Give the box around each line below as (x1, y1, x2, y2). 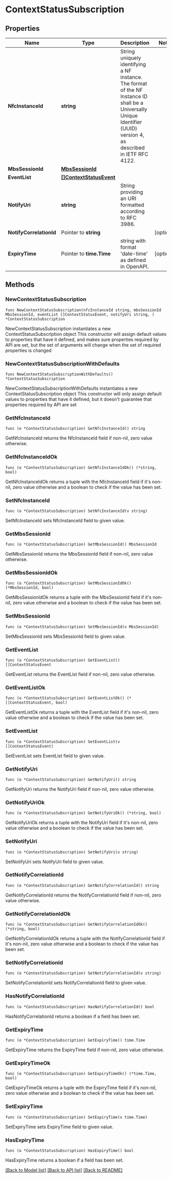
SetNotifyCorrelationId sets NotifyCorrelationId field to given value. (5, 980, 147, 986)
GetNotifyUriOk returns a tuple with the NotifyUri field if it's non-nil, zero (5, 820, 158, 826)
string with (120, 237, 146, 244)
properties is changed (5, 347, 52, 353)
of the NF (120, 86, 143, 93)
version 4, (120, 131, 144, 138)
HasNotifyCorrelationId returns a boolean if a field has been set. (5, 1013, 140, 1019)
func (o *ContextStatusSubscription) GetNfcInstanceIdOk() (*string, (5, 465, 157, 470)
